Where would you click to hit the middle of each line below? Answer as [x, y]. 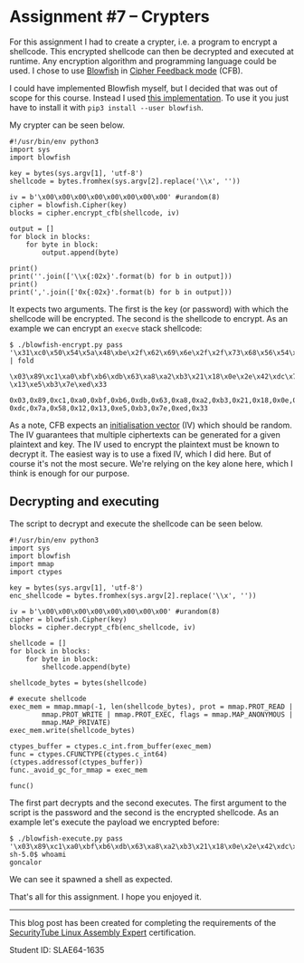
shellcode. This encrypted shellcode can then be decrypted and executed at [152, 51]
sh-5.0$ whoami [38, 854]
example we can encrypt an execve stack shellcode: [106, 328]
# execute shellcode [48, 698]
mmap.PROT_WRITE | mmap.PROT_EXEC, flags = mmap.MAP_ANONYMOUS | [168, 714]
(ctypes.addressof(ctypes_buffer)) [76, 762]
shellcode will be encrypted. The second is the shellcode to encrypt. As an [148, 318]
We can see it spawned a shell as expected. [91, 879]
